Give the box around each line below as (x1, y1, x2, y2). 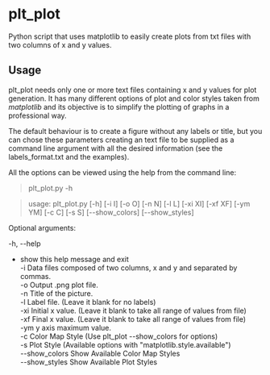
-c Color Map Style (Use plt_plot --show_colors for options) (19, 331, 218, 341)
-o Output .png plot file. (19, 280, 98, 290)
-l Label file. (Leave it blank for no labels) (19, 297, 156, 306)
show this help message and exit (19, 254, 129, 264)
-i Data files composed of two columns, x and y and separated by (19, 263, 238, 273)
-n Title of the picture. (19, 288, 93, 298)
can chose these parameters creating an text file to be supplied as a (8, 135, 235, 144)
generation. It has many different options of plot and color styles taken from (8, 94, 260, 103)
